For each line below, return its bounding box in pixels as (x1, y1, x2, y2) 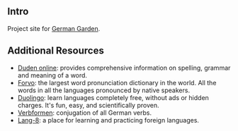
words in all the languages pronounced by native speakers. (17, 86, 190, 94)
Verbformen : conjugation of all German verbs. (17, 108, 152, 117)
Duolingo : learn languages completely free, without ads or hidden (17, 93, 209, 101)
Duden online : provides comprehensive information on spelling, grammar (17, 63, 231, 72)
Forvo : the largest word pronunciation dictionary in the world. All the (17, 78, 217, 87)
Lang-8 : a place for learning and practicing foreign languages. (17, 116, 200, 124)
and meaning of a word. (17, 70, 87, 80)
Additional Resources (7, 45, 104, 57)
